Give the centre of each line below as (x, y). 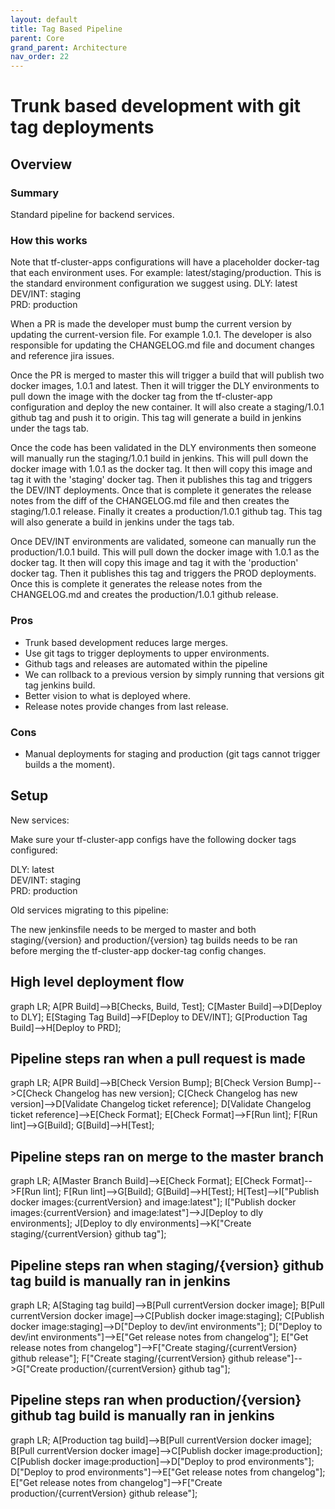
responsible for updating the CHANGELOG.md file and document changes (162, 345)
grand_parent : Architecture (69, 47)
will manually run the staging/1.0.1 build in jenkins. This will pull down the (159, 458)
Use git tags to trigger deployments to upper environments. (147, 653)
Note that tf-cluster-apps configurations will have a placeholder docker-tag (165, 262)
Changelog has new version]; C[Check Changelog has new (176, 1093)
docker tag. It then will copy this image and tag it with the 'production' (154, 563)
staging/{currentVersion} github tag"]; (88, 1234)
